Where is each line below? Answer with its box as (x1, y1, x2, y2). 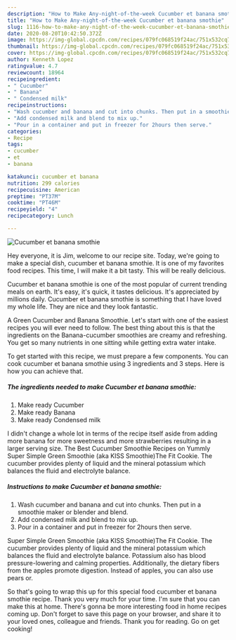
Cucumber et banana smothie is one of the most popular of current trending (7, 280, 227, 288)
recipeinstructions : (7, 102, 68, 109)
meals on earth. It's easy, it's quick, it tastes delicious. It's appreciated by (7, 287, 219, 296)
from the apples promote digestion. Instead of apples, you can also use (7, 566, 214, 575)
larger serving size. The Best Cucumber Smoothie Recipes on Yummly (7, 444, 211, 452)
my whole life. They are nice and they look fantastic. (7, 302, 158, 311)
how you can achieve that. (7, 367, 84, 375)
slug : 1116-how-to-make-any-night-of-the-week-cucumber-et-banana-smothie (7, 23, 231, 30)
